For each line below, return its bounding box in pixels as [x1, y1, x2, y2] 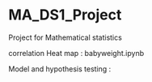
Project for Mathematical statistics [8, 32, 123, 42]
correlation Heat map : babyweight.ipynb [8, 48, 144, 58]
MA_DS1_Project [8, 6, 122, 24]
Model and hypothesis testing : [8, 63, 112, 74]
